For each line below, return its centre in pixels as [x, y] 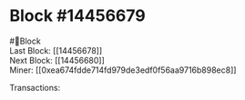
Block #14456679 [77, 16]
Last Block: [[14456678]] [56, 50]
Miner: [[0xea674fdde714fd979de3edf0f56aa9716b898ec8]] [123, 70]
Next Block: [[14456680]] [57, 60]
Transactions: [35, 87]
